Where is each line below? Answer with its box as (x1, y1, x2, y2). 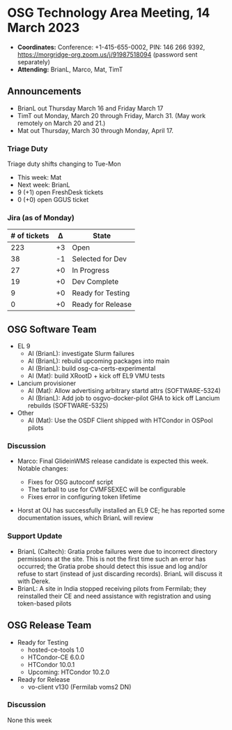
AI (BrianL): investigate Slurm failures (27, 350, 134, 358)
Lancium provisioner (17, 379, 77, 387)
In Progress (72, 266, 110, 275)
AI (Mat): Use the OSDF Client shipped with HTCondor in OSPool (27, 416, 213, 424)
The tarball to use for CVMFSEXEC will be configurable (27, 485, 186, 494)
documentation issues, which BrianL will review (17, 514, 154, 522)
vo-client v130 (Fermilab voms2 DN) (27, 682, 132, 691)
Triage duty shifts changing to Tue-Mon (7, 159, 121, 169)
